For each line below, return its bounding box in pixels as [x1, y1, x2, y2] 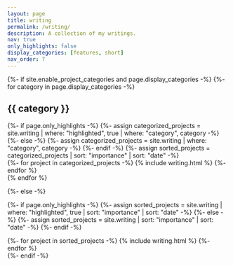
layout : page [7, 10, 46, 17]
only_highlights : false [7, 43, 77, 50]
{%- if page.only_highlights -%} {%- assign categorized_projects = [7, 121, 201, 129]
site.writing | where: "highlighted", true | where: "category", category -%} [7, 129, 220, 137]
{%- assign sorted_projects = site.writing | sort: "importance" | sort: [17, 215, 214, 224]
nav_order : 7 [7, 56, 46, 63]
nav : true [7, 36, 36, 43]
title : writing [7, 17, 52, 24]
